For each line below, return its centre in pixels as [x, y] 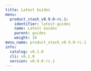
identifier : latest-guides [42, 24]
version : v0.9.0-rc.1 [32, 61]
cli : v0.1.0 [22, 56]
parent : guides [30, 33]
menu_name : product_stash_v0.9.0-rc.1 [46, 42]
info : [11, 47]
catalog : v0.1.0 [27, 51]
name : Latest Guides [36, 28]
